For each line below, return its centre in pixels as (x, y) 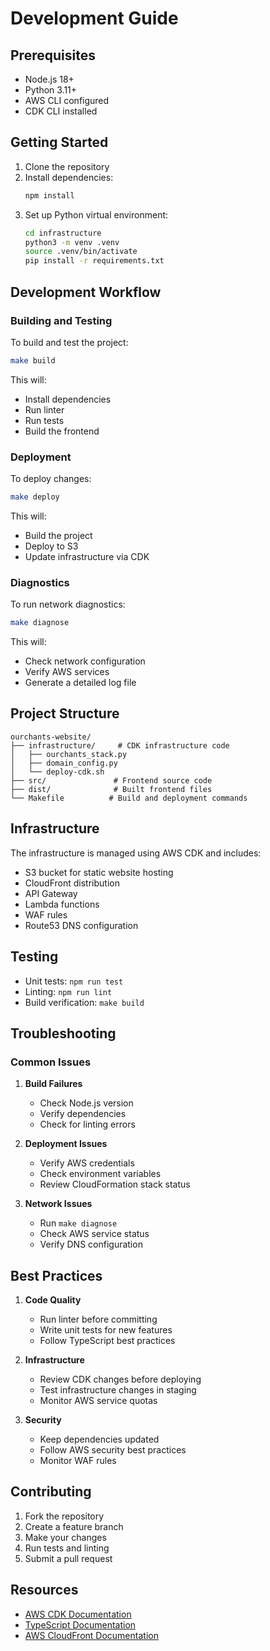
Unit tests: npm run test (74, 981)
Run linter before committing (98, 1319)
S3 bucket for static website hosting (99, 872)
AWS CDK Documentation (78, 1614)
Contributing (51, 1492)
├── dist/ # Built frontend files (111, 789)
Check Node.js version (86, 1103)
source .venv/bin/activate (81, 252)
